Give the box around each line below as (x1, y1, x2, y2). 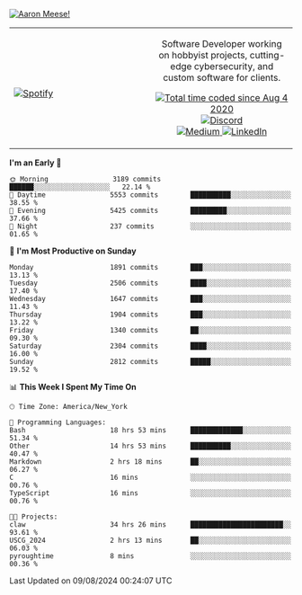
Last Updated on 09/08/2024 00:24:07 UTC (9, 575, 173, 586)
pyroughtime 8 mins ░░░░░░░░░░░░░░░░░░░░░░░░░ (9, 552, 292, 561)
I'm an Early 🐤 (9, 157, 62, 168)
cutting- (249, 49, 286, 61)
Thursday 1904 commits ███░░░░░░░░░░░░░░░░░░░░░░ (9, 310, 292, 319)
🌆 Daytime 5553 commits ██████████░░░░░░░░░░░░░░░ (9, 191, 292, 200)
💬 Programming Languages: (9, 418, 106, 427)
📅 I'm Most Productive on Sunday (9, 245, 137, 256)
